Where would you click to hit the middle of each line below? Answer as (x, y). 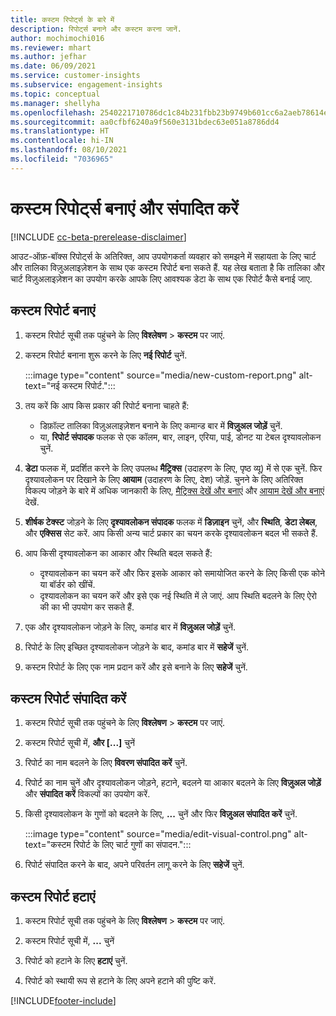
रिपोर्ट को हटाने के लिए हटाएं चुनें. (76, 961)
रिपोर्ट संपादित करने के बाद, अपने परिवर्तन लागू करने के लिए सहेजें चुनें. (134, 865)
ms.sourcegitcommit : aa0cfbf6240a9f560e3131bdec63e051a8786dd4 (145, 122)
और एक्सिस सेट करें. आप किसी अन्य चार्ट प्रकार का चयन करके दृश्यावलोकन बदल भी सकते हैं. (171, 533)
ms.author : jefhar (48, 57)
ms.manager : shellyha (55, 103)
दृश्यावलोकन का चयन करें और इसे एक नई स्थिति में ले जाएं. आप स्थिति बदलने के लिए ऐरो (178, 595)
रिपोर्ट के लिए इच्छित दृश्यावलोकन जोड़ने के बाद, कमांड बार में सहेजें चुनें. (136, 647)
